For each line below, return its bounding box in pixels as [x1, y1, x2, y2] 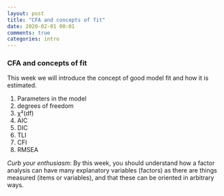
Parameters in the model [16, 94, 87, 103]
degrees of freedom [16, 102, 74, 110]
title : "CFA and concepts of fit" [7, 17, 106, 23]
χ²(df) [16, 109, 34, 118]
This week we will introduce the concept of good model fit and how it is [7, 74, 209, 83]
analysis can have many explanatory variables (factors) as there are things [7, 166, 217, 175]
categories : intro [7, 36, 60, 43]
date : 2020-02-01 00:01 [7, 23, 75, 30]
